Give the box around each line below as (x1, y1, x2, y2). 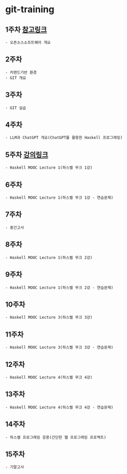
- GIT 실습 (5, 105, 27, 110)
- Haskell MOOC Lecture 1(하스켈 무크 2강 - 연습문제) (5, 285, 114, 290)
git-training (5, 4, 55, 15)
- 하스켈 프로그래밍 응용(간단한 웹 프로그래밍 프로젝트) (5, 435, 107, 440)
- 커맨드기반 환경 (5, 70, 37, 75)
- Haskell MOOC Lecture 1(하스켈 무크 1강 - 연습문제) (5, 195, 114, 200)
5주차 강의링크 (5, 150, 48, 159)
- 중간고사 (5, 225, 24, 230)
